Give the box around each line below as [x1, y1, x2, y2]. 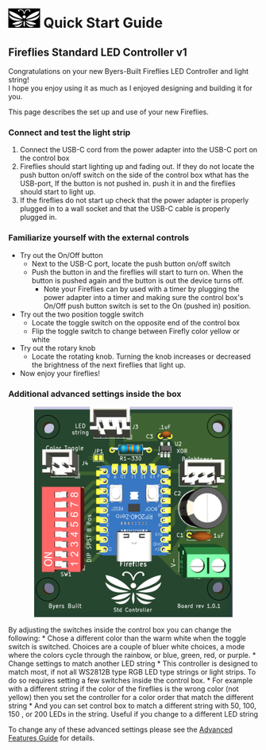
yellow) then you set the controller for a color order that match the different [8, 693, 254, 702]
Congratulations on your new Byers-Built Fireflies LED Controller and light [8, 67, 249, 76]
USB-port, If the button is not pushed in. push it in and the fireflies [19, 179, 236, 188]
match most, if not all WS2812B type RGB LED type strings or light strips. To [8, 667, 256, 677]
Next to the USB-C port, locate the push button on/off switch [31, 259, 231, 268]
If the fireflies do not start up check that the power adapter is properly [19, 195, 249, 206]
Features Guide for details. [8, 733, 95, 743]
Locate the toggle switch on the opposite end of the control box [31, 317, 241, 327]
